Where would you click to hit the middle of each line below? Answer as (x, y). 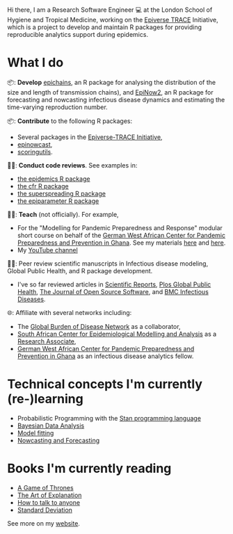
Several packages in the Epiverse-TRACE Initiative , (90, 137)
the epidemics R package (54, 179)
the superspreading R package (62, 193)
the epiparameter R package (58, 201)
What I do (35, 63)
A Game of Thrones (46, 487)
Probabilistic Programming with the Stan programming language (109, 418)
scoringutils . (35, 152)
